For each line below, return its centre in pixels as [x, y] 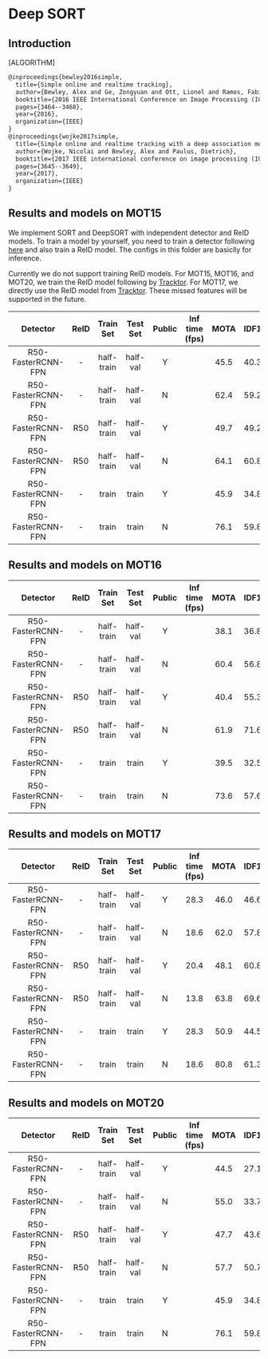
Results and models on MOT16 [85, 565]
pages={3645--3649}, [49, 166]
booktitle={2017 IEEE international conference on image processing [132, 159]
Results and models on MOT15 [85, 214]
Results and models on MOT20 [87, 1103]
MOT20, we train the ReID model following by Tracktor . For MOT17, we [123, 282]
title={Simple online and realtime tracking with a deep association [133, 144]
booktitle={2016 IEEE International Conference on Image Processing [132, 99]
